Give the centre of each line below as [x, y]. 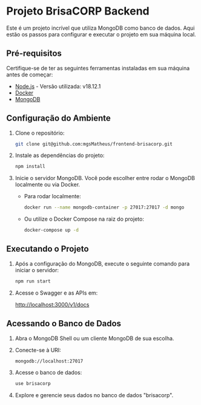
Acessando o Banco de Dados [64, 323]
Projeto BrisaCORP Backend [78, 11]
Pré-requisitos [34, 54]
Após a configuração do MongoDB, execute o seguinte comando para [102, 263]
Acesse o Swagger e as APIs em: [56, 293]
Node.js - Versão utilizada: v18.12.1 [58, 86]
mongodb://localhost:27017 [49, 361]
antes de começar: [30, 75]
